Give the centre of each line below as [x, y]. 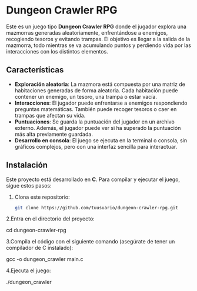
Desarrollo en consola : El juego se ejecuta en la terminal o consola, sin [101, 140]
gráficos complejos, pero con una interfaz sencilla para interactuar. [96, 146]
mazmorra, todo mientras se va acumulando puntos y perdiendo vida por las [98, 45]
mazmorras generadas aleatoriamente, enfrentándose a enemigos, [87, 32]
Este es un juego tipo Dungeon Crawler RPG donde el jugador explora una [96, 26]
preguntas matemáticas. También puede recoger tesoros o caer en [96, 109]
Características [35, 70]
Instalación [27, 165]
